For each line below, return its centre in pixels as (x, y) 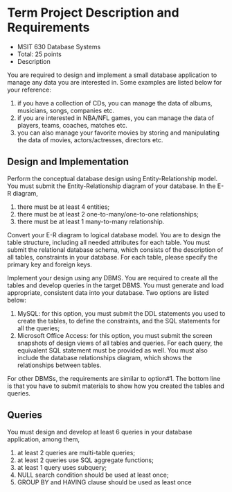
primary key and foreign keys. (50, 264)
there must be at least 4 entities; (63, 207)
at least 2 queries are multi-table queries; (76, 452)
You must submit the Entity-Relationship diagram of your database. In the (111, 186)
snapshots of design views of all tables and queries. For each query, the (120, 343)
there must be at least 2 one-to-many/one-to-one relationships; (108, 214)
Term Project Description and (93, 13)
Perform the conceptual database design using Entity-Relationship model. (113, 178)
